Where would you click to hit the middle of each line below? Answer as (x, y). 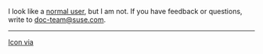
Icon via (21, 42)
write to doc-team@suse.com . (57, 20)
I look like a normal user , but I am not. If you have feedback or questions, (125, 11)
